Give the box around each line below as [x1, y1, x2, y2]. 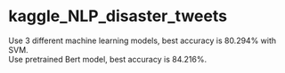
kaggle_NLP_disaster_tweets [8, 6, 228, 26]
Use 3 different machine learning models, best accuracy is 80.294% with [8, 35, 277, 46]
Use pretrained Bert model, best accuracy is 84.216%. [8, 54, 207, 64]
